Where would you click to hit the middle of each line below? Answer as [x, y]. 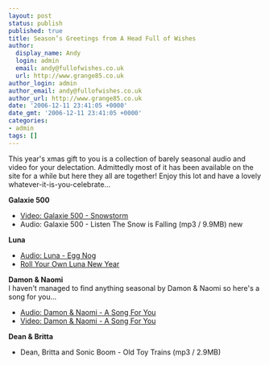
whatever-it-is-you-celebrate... [60, 184]
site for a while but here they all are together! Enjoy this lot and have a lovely [135, 176]
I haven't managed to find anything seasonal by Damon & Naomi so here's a [134, 288]
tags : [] [23, 135]
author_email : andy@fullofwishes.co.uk [75, 91]
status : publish [35, 23]
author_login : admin [43, 83]
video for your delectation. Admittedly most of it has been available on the [131, 167]
